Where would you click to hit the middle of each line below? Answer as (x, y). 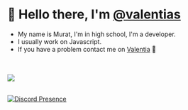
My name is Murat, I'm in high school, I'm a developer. (96, 34)
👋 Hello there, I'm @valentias (94, 15)
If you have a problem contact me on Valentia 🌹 (87, 49)
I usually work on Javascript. (59, 41)
